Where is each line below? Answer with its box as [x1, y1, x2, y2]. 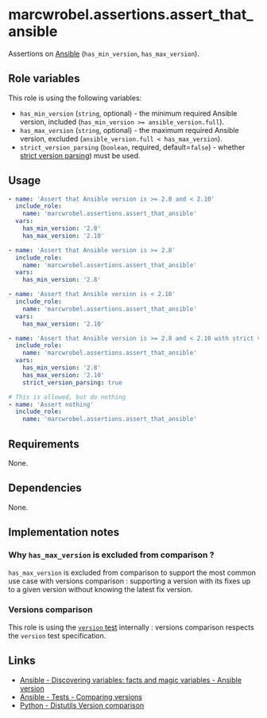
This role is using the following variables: [8, 93, 142, 103]
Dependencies [8, 482, 82, 495]
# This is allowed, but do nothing [8, 392, 126, 401]
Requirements [8, 437, 79, 451]
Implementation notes [8, 525, 120, 539]
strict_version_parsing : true [22, 378, 123, 387]
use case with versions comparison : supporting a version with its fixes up [8, 576, 251, 586]
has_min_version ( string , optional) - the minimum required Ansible [19, 108, 238, 118]
